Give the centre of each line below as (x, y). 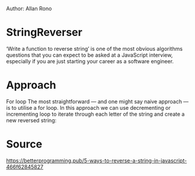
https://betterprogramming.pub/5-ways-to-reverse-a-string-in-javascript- (97, 160)
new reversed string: (31, 120)
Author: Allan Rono (29, 9)
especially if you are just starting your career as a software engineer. (90, 61)
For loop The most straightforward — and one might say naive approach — (97, 101)
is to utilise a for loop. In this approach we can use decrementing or (88, 107)
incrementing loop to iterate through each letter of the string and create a (95, 114)
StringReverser (44, 32)
